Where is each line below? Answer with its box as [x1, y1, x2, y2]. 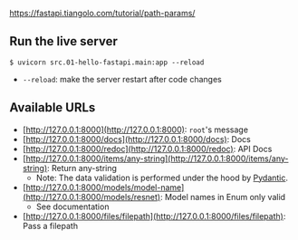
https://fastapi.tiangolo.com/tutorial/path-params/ [9, 8, 196, 18]
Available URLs [9, 100, 96, 116]
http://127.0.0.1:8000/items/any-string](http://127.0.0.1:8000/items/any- [25, 153, 289, 164]
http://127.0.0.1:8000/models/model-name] [25, 181, 185, 193]
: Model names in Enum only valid [159, 191, 286, 202]
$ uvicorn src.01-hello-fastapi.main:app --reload [9, 58, 205, 67]
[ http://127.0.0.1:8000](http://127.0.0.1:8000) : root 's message [22, 124, 249, 135]
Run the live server [9, 34, 118, 49]
